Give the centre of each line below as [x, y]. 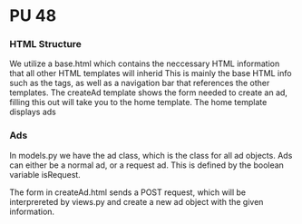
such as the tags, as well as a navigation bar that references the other [140, 83]
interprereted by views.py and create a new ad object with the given [136, 201]
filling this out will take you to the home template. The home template [138, 102]
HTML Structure [45, 44]
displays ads [33, 112]
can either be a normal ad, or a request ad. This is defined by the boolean [146, 165]
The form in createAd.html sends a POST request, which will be [128, 192]
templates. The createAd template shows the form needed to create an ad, [149, 93]
